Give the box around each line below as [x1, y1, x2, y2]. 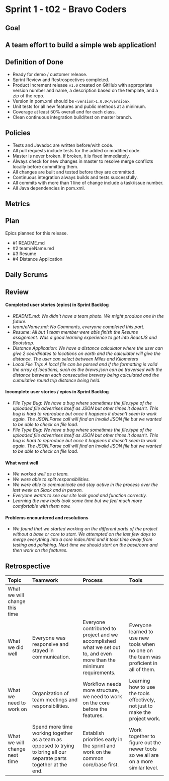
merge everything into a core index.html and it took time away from [12, 536, 152, 543]
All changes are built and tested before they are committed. [12, 169, 136, 175]
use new [129, 634, 149, 641]
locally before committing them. [12, 163, 79, 169]
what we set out [82, 644, 121, 651]
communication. [32, 653, 70, 660]
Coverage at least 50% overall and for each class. [12, 108, 116, 114]
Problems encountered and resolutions [5, 514, 89, 520]
